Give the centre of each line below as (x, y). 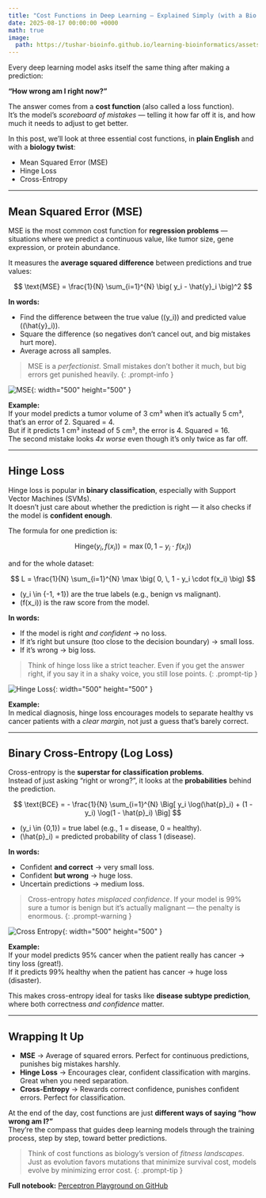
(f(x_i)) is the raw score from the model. (84, 602)
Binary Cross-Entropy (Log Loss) (91, 753)
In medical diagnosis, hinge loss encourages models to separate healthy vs (131, 712)
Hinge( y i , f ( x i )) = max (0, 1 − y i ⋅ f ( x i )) (133, 547)
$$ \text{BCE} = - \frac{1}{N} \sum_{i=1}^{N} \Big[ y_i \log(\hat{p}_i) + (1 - (133, 805)
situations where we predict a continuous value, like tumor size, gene (121, 239)
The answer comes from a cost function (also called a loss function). (122, 107)
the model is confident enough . (60, 515)
